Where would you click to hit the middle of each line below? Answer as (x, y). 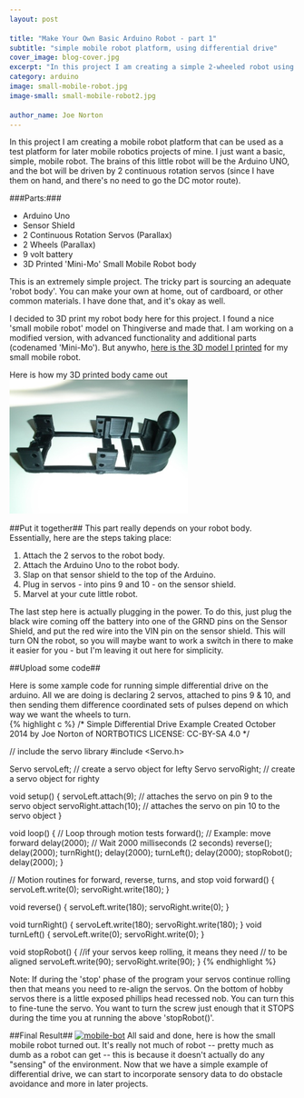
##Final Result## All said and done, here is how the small (142, 1035)
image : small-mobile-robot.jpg (69, 86)
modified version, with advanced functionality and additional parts (133, 338)
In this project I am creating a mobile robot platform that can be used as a (147, 142)
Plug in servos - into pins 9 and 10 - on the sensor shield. (129, 584)
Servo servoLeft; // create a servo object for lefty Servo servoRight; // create (152, 769)
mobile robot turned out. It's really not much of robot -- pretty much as (142, 1045)
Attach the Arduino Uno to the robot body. (101, 565)
